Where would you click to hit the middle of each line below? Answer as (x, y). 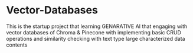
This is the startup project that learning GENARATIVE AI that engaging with (97, 26)
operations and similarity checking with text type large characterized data (96, 38)
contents (17, 45)
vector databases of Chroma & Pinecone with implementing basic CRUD (94, 32)
